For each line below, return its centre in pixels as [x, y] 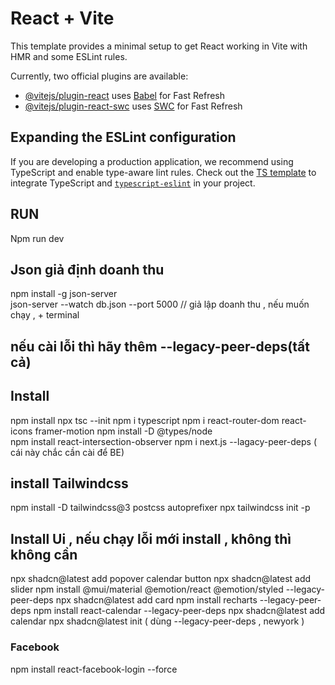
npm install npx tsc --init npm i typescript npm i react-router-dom [145, 420]
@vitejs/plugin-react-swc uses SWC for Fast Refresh [133, 106]
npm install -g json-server [64, 294]
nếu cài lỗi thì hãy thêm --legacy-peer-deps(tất [160, 346]
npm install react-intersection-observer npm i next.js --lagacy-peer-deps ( [163, 441]
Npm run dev [37, 238]
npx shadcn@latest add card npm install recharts [156, 600]
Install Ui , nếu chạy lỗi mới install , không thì [151, 538]
